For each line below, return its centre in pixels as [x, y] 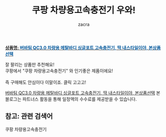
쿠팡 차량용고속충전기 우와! [84, 10]
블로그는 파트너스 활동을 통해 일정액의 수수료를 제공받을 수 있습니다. [71, 99]
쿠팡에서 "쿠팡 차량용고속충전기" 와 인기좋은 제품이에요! [59, 71]
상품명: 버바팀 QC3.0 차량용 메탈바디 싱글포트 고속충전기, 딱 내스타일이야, [77, 47]
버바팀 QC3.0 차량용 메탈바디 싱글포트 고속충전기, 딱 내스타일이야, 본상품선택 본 [83, 93]
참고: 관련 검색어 [29, 116]
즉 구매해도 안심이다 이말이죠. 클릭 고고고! [46, 82]
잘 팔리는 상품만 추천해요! [30, 64]
